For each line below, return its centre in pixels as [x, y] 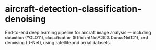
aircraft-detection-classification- [73, 9]
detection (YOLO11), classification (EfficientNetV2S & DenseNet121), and [77, 37]
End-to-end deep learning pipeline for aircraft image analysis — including [78, 32]
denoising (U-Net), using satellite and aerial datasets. [58, 42]
